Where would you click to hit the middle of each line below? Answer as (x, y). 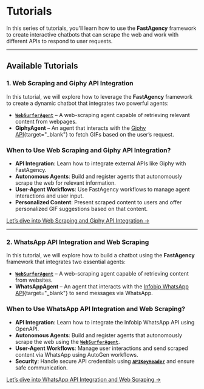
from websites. (34, 280)
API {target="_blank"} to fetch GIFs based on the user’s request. (94, 134)
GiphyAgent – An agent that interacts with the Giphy (80, 128)
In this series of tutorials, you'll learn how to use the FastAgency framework (101, 28)
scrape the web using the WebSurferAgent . (67, 341)
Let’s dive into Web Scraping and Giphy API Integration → (78, 220)
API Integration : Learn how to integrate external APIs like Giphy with (100, 163)
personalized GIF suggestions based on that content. (81, 209)
